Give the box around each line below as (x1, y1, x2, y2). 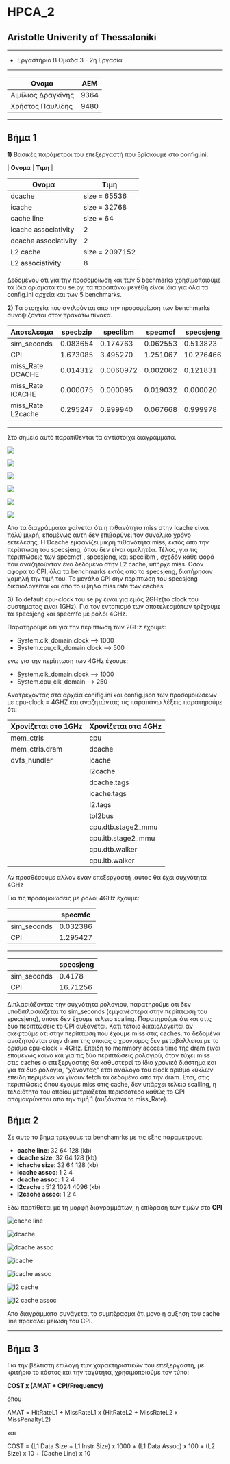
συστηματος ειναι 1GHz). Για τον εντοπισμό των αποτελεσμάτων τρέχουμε (7, 602, 221, 610)
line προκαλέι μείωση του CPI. (7, 1317, 92, 1325)
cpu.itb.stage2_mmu (88, 833, 155, 843)
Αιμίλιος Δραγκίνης (10, 91, 74, 99)
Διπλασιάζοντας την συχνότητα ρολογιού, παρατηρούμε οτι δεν (7, 1000, 192, 1008)
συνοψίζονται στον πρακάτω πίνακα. (7, 311, 113, 319)
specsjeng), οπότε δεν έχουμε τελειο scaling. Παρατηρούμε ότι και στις (7, 1014, 212, 1022)
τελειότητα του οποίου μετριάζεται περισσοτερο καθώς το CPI (7, 1088, 185, 1096)
